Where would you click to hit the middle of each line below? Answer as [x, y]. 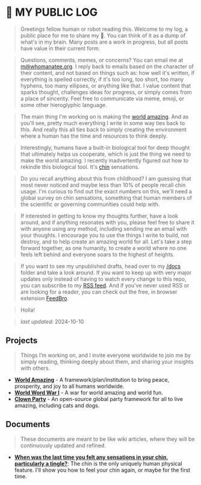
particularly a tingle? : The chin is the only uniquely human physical [98, 463]
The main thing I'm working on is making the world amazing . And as [104, 117]
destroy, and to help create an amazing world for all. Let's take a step [106, 242]
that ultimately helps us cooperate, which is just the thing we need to [106, 154]
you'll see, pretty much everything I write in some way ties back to [103, 123]
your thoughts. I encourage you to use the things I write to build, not [104, 235]
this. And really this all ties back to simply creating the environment [104, 129]
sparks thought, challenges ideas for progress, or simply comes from [106, 92]
